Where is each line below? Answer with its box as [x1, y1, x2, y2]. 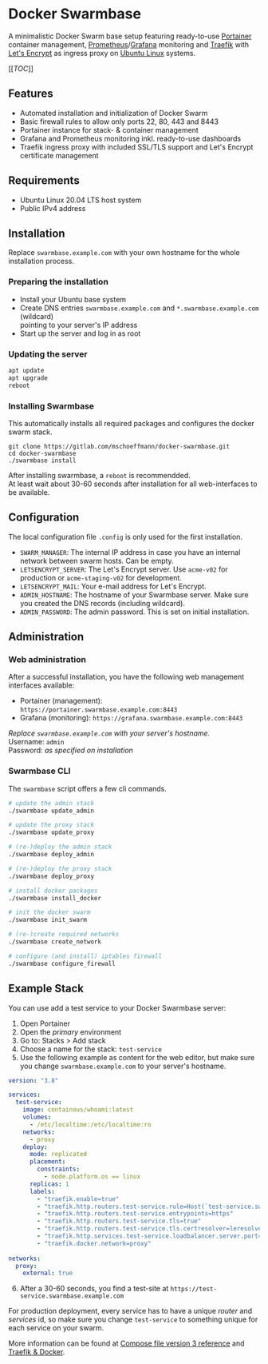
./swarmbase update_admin [8, 807, 94, 815]
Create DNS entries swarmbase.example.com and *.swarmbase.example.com [19, 303, 259, 313]
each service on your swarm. [8, 1323, 104, 1333]
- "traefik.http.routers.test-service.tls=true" [37, 1217, 202, 1226]
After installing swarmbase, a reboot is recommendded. [8, 470, 191, 480]
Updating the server [8, 349, 88, 360]
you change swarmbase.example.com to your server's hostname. [19, 1061, 227, 1071]
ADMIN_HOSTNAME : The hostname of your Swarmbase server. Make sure [19, 589, 249, 600]
